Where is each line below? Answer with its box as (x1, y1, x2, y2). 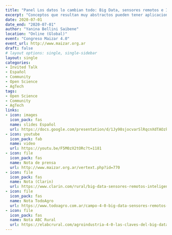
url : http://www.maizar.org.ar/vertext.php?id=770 (10, 165, 120, 170)
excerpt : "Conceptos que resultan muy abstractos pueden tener (5, 12, 143, 17)
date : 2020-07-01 (5, 17, 42, 22)
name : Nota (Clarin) (10, 179, 54, 185)
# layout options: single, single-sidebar (5, 50, 97, 55)
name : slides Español (10, 122, 56, 127)
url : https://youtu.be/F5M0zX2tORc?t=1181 (10, 146, 102, 151)
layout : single (5, 55, 38, 61)
